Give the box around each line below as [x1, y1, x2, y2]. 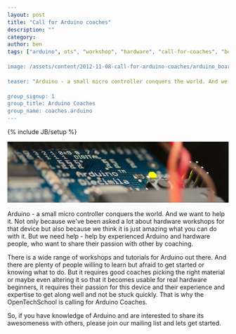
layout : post [7, 11, 46, 18]
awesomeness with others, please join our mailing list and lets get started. [7, 319, 221, 327]
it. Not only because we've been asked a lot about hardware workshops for [7, 217, 225, 225]
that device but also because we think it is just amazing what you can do [7, 225, 217, 233]
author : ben [7, 41, 42, 48]
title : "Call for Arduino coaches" [7, 18, 112, 26]
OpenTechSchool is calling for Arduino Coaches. [7, 298, 147, 306]
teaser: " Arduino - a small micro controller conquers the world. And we [7, 78, 228, 85]
